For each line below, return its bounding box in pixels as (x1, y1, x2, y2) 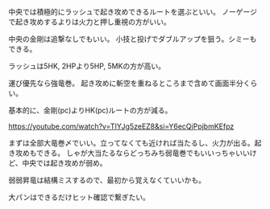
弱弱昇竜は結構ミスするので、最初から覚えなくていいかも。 (8, 175, 206, 185)
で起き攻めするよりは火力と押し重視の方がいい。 (8, 17, 171, 27)
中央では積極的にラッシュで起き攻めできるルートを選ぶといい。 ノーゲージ (8, 7, 258, 16)
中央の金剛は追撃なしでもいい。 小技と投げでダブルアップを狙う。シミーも (8, 35, 257, 43)
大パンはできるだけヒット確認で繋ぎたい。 (8, 192, 151, 202)
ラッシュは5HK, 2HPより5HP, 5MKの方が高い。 (8, 61, 166, 71)
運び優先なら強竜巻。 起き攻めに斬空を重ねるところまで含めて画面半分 (8, 79, 243, 88)
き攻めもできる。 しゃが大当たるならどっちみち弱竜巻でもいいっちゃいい (8, 148, 250, 158)
